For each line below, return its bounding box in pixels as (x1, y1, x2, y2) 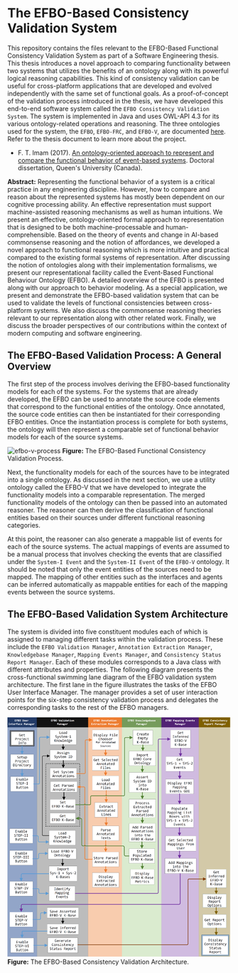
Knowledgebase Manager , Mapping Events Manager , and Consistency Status (7, 650, 222, 659)
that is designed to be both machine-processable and (7, 222, 165, 231)
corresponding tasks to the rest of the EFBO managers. (7, 703, 169, 711)
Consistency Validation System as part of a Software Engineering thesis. (7, 51, 219, 60)
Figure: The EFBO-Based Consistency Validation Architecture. (7, 957, 190, 967)
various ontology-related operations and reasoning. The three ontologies (7, 119, 220, 128)
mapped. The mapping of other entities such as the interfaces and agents (7, 572, 223, 581)
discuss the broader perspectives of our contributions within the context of (7, 321, 227, 329)
